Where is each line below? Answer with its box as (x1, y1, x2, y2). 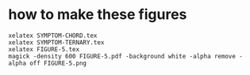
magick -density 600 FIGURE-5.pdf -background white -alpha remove (8, 52, 237, 60)
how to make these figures (8, 6, 187, 24)
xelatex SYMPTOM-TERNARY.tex (8, 38, 105, 47)
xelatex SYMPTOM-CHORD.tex (8, 32, 98, 39)
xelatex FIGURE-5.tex (8, 45, 80, 53)
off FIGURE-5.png (29, 59, 87, 67)
